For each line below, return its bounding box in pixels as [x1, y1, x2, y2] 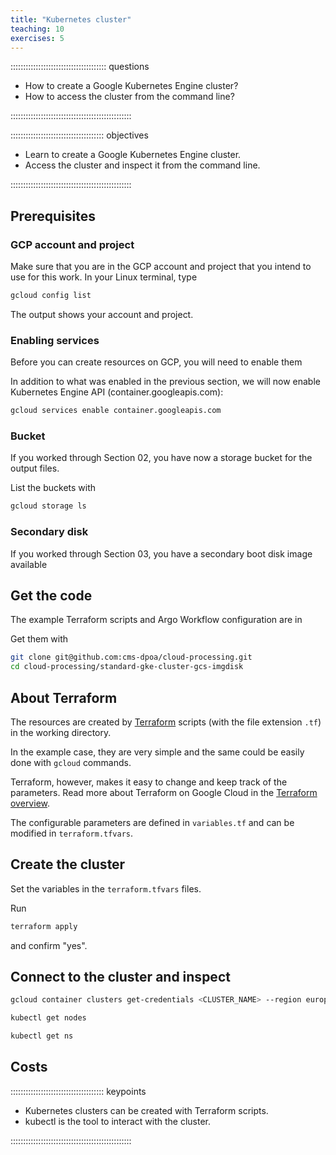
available [10, 558, 48, 570]
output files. [10, 462, 60, 475]
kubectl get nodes [10, 1013, 87, 1023]
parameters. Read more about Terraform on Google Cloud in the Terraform [10, 786, 318, 798]
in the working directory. [10, 726, 112, 738]
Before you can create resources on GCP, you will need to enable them [10, 356, 303, 368]
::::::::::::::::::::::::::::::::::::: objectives [10, 129, 149, 141]
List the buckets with [10, 482, 97, 494]
